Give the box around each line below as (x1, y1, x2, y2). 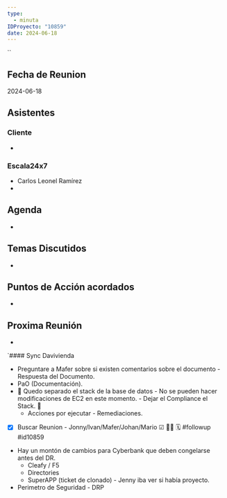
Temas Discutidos (7, 243, 87, 255)
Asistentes (7, 107, 56, 119)
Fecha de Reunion (7, 69, 87, 80)
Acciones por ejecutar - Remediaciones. (27, 409, 143, 418)
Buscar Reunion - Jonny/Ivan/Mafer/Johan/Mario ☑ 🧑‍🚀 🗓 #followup (17, 423, 211, 431)
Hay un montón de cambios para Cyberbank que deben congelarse (17, 447, 210, 455)
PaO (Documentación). (17, 379, 83, 388)
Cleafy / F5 (27, 461, 60, 470)
